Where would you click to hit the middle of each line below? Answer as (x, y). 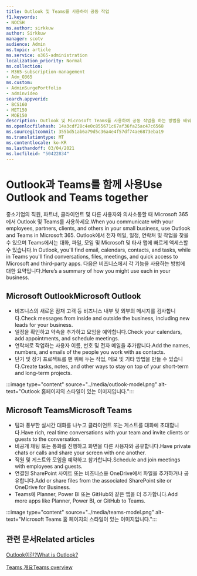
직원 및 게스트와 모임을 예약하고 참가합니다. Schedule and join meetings (97, 460)
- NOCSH (16, 22)
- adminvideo (22, 93)
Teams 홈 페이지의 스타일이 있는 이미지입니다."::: (101, 519)
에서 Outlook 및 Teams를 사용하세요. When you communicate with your (90, 222)
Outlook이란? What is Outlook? (42, 555)
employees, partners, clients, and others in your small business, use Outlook (98, 228)
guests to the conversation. (47, 439)
